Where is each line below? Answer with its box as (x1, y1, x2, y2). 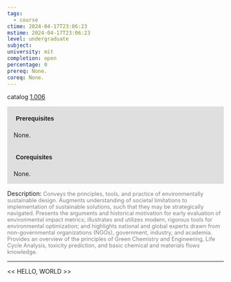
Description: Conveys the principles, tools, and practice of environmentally (7, 190, 204, 198)
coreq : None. (7, 74, 45, 81)
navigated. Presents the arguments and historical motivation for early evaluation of (7, 210, 221, 217)
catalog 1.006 (7, 93, 46, 101)
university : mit (7, 49, 54, 56)
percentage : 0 (7, 61, 48, 68)
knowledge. (7, 248, 38, 256)
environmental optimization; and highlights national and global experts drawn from (7, 223, 221, 230)
